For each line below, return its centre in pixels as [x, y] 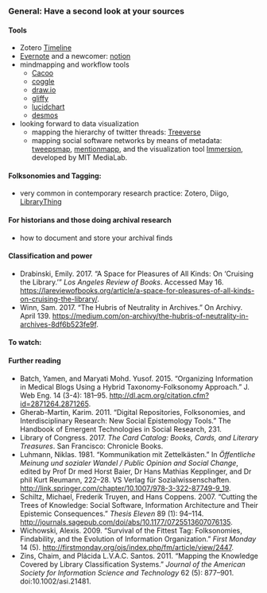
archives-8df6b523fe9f [58, 324]
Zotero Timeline [46, 48]
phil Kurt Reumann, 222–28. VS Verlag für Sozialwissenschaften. [126, 479]
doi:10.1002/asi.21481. [55, 581]
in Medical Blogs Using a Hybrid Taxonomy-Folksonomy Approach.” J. [135, 386]
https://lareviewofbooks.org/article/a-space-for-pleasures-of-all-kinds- [137, 290]
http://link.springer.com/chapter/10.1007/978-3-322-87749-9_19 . [126, 488]
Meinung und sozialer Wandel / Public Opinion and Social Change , [129, 463]
